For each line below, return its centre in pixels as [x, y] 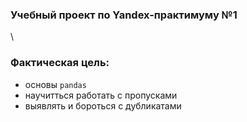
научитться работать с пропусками [101, 95]
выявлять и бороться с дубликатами [103, 105]
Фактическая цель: [60, 63]
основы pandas [55, 84]
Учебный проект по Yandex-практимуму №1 [124, 15]
